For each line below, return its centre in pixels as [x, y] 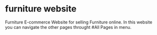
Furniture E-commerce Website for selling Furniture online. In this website [79, 22]
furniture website [41, 9]
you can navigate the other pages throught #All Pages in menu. [68, 27]
